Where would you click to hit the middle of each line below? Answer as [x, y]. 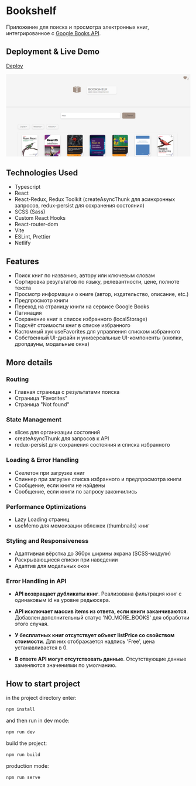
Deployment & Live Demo [53, 52]
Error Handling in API [36, 581]
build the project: [27, 743]
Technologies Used [42, 173]
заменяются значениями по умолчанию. [66, 665]
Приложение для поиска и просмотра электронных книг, [78, 27]
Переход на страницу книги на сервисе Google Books [82, 307]
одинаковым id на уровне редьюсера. [62, 600]
